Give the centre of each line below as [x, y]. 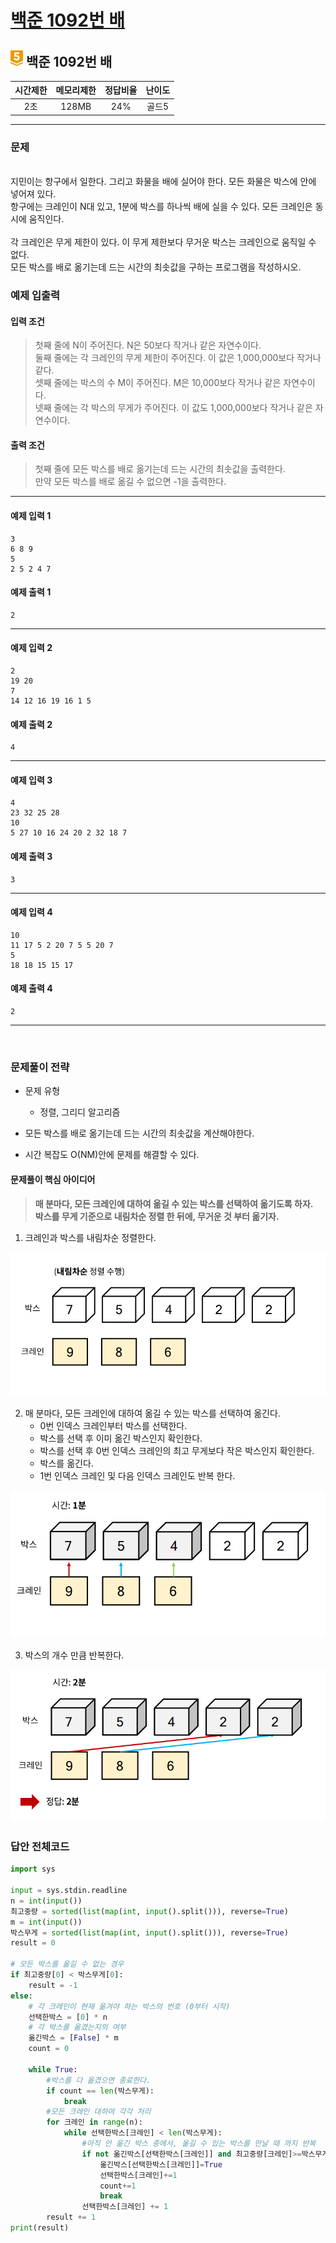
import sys [33, 1869]
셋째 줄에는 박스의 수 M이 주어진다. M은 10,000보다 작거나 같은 [158, 383]
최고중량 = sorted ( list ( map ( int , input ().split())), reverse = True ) [149, 1911]
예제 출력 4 [31, 988]
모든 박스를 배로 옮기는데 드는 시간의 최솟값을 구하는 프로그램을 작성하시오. [156, 267]
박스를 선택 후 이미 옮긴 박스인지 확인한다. [121, 1438]
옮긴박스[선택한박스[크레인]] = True [161, 2164]
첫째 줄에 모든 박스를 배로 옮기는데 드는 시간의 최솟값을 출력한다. [160, 469]
